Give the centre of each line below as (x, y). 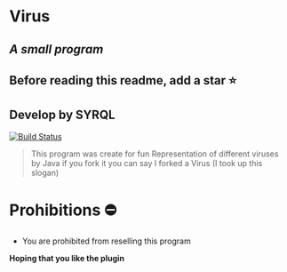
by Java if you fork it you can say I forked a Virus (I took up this (147, 163)
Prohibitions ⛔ (63, 210)
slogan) (45, 172)
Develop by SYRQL (62, 115)
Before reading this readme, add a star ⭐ (123, 80)
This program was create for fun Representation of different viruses (155, 154)
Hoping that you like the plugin (67, 258)
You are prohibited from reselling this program (106, 241)
